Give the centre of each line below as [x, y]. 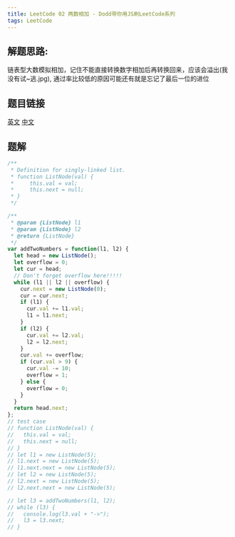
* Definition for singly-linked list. [68, 170]
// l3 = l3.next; [36, 521]
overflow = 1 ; [47, 375]
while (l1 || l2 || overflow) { [62, 282]
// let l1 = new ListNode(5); [52, 455]
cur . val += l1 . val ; [55, 309]
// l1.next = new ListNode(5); [54, 461]
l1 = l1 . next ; [47, 316]
